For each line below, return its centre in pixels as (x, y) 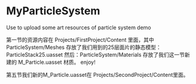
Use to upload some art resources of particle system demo (79, 27)
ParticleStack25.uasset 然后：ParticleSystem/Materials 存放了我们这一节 (96, 54)
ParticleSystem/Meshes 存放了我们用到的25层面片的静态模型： (84, 47)
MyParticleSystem (53, 11)
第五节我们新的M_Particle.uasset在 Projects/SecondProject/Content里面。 (98, 74)
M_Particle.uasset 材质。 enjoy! (56, 62)
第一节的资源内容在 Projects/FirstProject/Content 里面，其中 (80, 39)
